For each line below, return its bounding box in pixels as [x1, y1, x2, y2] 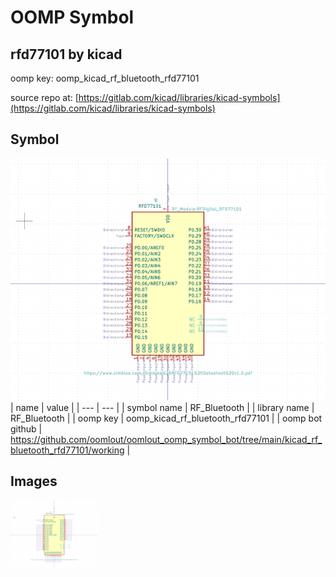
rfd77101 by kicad [10, 46, 123, 63]
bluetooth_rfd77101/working [10, 444, 125, 456]
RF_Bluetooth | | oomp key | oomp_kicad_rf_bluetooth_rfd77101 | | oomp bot [10, 412, 323, 425]
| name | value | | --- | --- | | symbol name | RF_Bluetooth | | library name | [10, 402, 315, 414]
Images [10, 473, 58, 490]
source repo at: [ [10, 92, 79, 103]
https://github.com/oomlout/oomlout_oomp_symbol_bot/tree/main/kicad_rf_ [10, 434, 323, 446]
